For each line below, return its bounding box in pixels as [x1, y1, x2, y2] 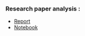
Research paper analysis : [5, 5, 81, 13]
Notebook [13, 24, 38, 31]
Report [13, 18, 30, 25]
